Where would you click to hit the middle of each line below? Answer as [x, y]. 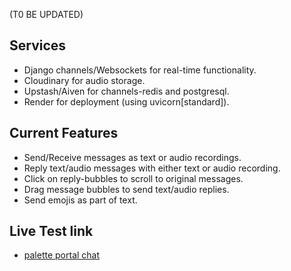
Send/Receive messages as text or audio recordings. [132, 157]
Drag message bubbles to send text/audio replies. [126, 189]
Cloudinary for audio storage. [84, 80]
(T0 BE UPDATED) [46, 14]
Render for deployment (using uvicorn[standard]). [126, 101]
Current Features [64, 133]
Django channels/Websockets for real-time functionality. [140, 70]
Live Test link [51, 231]
